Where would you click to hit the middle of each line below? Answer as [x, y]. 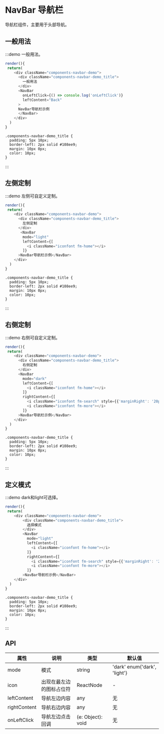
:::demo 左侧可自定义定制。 [32, 196]
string [83, 670]
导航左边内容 [56, 698]
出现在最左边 [56, 682]
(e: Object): [90, 717]
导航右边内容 [56, 707]
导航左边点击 [56, 716]
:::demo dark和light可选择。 [33, 497]
